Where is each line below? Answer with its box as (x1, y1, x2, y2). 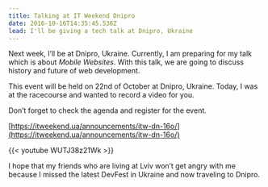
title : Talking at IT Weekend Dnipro (8, 11, 136, 20)
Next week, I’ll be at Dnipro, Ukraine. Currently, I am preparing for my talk (8, 49, 253, 59)
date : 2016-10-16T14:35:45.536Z (8, 19, 117, 27)
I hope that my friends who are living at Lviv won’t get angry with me (8, 161, 237, 171)
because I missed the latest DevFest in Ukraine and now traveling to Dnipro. (8, 170, 261, 180)
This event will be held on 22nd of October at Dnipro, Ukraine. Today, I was (8, 81, 258, 91)
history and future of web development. (8, 66, 140, 76)
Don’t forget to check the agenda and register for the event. (8, 106, 207, 115)
